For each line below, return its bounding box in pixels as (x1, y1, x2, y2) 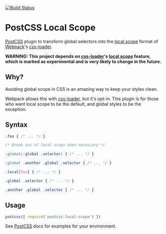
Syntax (5, 120, 28, 129)
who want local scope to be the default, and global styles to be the (5, 101, 141, 107)
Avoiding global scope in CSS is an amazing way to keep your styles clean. (5, 86, 158, 92)
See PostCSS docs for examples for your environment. (5, 223, 116, 229)
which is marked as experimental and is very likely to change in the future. (5, 58, 162, 64)
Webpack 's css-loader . (5, 44, 53, 50)
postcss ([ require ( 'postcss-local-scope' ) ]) (5, 214, 101, 219)
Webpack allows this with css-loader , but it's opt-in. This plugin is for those (5, 96, 159, 102)
